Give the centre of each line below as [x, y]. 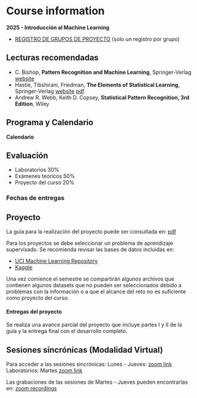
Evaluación [27, 155]
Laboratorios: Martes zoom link [44, 371]
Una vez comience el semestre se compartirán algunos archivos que [90, 279]
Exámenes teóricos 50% [45, 176]
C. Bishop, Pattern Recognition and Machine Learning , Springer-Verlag [103, 72]
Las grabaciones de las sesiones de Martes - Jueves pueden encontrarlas [97, 382]
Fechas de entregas [35, 198]
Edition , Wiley [32, 104]
